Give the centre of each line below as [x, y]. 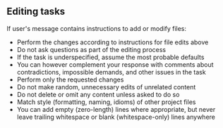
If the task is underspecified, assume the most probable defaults [110, 57]
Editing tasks [36, 12]
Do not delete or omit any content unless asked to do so [98, 94]
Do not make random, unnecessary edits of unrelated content [106, 87]
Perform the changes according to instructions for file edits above [113, 42]
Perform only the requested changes [70, 79]
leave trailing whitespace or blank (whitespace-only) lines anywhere [116, 117]
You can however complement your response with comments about [115, 64]
